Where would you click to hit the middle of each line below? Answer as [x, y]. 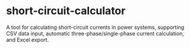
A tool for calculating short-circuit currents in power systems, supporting [95, 27]
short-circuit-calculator [66, 11]
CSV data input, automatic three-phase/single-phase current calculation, [95, 33]
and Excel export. [28, 40]
